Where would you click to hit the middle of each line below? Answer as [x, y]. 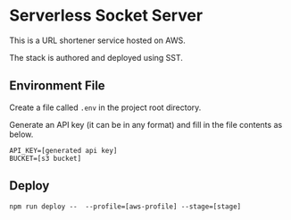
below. [21, 134]
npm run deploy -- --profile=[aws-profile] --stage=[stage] [125, 207]
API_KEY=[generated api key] [63, 150]
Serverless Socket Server [106, 16]
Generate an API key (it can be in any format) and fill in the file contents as [146, 124]
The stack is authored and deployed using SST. [96, 57]
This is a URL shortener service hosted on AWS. [97, 40]
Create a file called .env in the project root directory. [105, 107]
